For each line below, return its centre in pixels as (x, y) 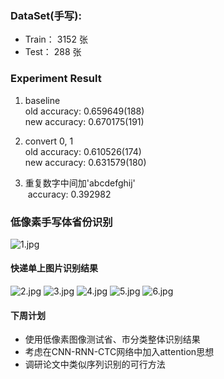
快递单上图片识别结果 (54, 268)
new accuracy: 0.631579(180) (85, 162)
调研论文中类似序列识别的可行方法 (95, 364)
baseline (42, 100)
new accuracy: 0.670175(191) (84, 121)
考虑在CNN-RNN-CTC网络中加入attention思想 (119, 352)
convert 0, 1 (49, 141)
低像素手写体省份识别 (61, 222)
